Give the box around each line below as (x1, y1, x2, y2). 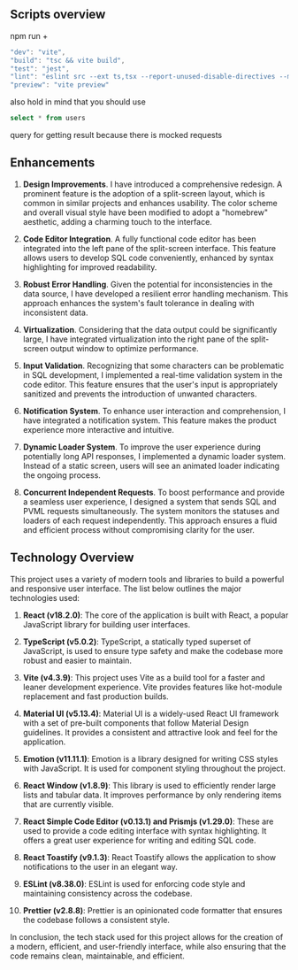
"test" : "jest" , (10, 64, 70, 73)
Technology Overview (10, 550, 134, 566)
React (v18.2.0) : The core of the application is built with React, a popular (22, 610, 289, 620)
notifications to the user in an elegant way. (22, 861, 178, 872)
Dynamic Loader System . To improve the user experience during (22, 442, 262, 452)
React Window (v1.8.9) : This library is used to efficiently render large (22, 780, 277, 790)
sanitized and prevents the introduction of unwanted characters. (22, 389, 257, 399)
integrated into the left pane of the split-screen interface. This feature (22, 242, 277, 253)
